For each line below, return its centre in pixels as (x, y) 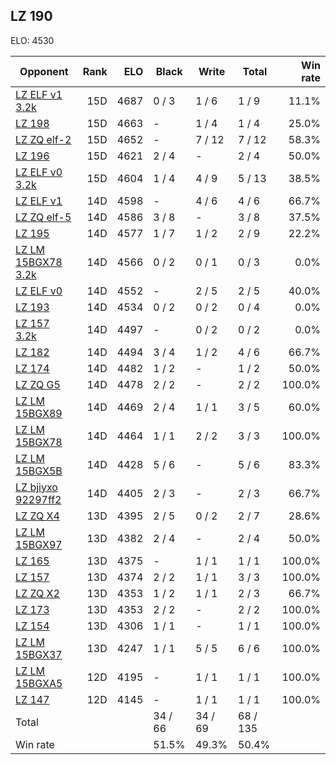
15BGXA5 (39, 683)
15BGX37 (39, 654)
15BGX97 (39, 544)
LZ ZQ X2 (37, 593)
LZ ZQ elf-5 (43, 217)
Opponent (44, 71)
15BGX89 (39, 413)
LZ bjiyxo (36, 487)
